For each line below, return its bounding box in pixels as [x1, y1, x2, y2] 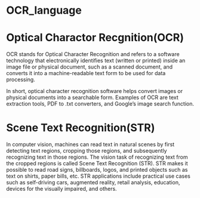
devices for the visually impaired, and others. [6, 185, 118, 193]
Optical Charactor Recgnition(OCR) [6, 31, 184, 45]
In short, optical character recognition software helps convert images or [6, 88, 183, 95]
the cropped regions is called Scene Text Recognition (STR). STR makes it [6, 160, 188, 167]
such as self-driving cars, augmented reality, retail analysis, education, [6, 179, 180, 186]
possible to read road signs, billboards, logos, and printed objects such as [6, 166, 188, 174]
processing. [6, 76, 36, 83]
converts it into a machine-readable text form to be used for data [6, 70, 166, 77]
